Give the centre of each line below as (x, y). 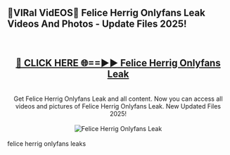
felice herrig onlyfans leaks (47, 143)
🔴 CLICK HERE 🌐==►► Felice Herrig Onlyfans (118, 63)
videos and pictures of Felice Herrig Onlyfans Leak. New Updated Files (118, 106)
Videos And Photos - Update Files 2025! (97, 24)
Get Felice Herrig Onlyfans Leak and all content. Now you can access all (118, 99)
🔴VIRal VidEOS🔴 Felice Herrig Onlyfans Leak (106, 13)
